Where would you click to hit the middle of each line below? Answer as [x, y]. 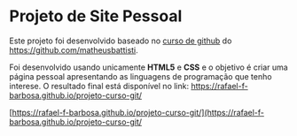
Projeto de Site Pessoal [96, 16]
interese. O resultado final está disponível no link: [99, 86]
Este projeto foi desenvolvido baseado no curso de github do [121, 41]
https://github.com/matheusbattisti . [74, 49]
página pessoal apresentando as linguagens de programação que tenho [141, 76]
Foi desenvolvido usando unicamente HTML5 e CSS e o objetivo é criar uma [148, 67]
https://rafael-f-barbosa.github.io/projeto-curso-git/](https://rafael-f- [138, 112]
